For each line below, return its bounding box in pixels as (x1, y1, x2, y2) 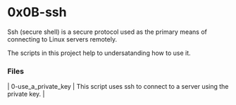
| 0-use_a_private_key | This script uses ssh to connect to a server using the (7, 82, 229, 91)
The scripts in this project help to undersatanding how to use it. (7, 49, 192, 57)
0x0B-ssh (7, 4, 67, 20)
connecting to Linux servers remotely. (7, 35, 118, 43)
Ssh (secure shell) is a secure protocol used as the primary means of (7, 27, 208, 36)
